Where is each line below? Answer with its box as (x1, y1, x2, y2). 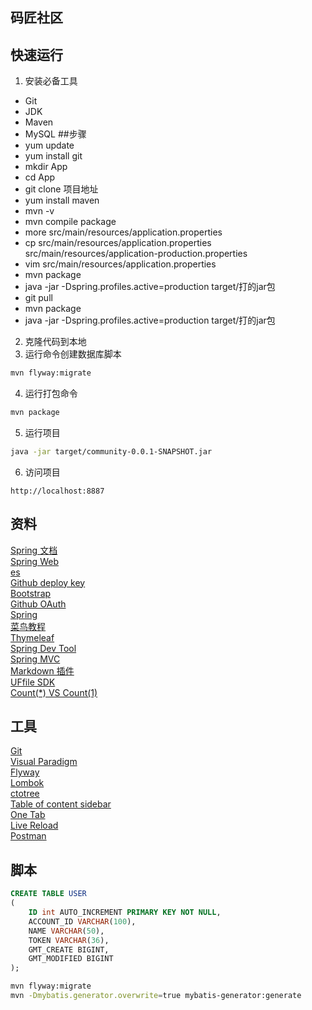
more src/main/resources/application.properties (24, 226, 223, 238)
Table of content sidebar (10, 798, 112, 810)
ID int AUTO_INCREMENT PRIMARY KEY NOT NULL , (28, 908, 222, 918)
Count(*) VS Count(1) (10, 686, 98, 698)
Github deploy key (10, 576, 86, 588)
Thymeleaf (10, 631, 55, 643)
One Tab (10, 809, 46, 821)
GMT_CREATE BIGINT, (28, 944, 110, 955)
